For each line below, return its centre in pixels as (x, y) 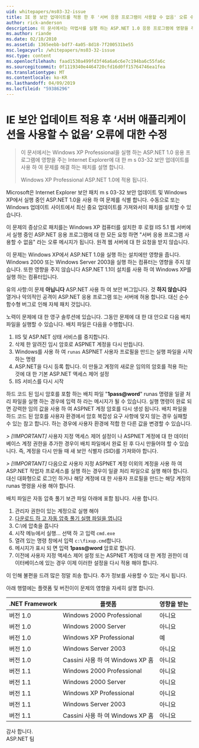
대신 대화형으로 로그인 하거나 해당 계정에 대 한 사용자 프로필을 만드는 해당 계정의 (99, 478)
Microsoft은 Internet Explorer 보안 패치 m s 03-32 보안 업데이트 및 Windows (97, 192)
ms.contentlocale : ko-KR (37, 78)
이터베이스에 (29, 562)
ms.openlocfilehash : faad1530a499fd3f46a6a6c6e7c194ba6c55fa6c (86, 61)
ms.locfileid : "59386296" (38, 89)
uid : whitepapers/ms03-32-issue (46, 12)
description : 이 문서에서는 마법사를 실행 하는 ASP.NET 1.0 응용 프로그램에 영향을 (97, 28)
